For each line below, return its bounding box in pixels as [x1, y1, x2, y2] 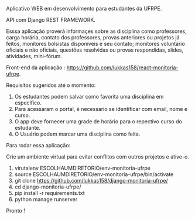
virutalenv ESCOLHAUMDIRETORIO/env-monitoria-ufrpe [14, 164, 151, 171]
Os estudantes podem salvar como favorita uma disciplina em [14, 93, 164, 100]
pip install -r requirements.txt [14, 190, 85, 196]
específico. [14, 99, 42, 106]
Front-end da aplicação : [6, 64, 66, 71]
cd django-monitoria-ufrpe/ [14, 183, 81, 190]
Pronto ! [6, 207, 25, 214]
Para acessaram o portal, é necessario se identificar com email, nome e [14, 106, 188, 112]
